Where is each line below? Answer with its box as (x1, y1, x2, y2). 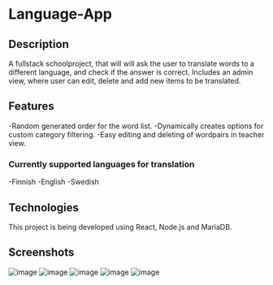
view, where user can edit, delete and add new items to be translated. (8, 76, 241, 85)
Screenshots (8, 245, 75, 260)
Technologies (8, 201, 80, 214)
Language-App (8, 5, 112, 24)
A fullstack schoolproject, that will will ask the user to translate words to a (8, 58, 254, 68)
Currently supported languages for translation (8, 158, 195, 170)
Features (8, 99, 54, 114)
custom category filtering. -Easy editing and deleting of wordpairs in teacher (8, 129, 265, 139)
